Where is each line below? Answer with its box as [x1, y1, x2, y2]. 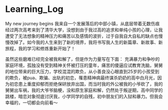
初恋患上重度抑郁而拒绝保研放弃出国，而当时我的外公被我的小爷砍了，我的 [9, 81, 163, 87]
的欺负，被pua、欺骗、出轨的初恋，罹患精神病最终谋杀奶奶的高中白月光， [5, 75, 157, 81]
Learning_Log [5, 3, 63, 15]
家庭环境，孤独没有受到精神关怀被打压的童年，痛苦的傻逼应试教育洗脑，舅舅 [5, 62, 163, 68]
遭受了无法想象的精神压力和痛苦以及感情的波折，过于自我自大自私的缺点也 [5, 33, 158, 39]
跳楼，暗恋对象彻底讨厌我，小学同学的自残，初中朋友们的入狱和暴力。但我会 [5, 93, 163, 99]
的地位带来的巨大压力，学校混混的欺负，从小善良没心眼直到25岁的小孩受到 [5, 68, 159, 74]
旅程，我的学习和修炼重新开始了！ [5, 45, 75, 51]
